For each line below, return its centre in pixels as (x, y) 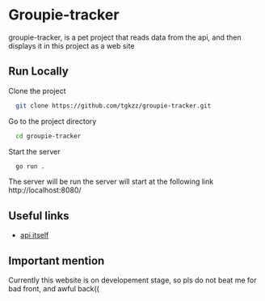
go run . (30, 166)
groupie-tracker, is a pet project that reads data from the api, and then (125, 37)
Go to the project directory (53, 121)
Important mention (57, 261)
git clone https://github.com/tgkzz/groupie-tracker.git (114, 106)
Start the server (34, 151)
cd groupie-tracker (48, 136)
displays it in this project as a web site (72, 45)
